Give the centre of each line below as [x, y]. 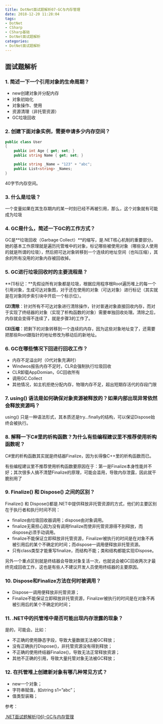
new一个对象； [27, 684]
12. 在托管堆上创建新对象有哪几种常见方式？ [56, 672]
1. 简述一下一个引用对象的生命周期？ [47, 82]
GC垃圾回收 [24, 118]
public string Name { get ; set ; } [49, 156]
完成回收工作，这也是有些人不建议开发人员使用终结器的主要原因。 [75, 567]
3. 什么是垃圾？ [23, 197]
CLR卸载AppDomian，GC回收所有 [46, 372]
